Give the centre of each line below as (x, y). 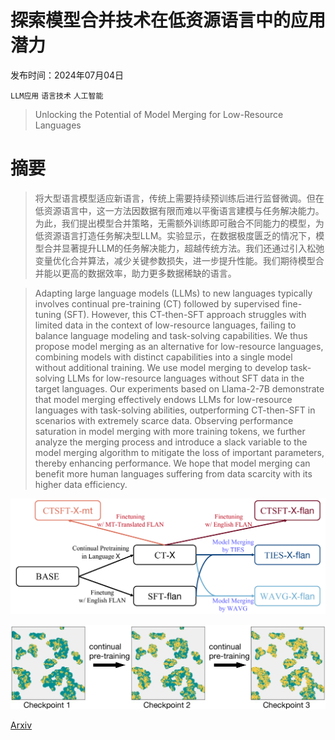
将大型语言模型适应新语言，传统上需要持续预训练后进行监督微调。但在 (179, 198)
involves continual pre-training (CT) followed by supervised (157, 303)
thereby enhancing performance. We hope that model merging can (172, 463)
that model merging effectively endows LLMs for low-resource (163, 399)
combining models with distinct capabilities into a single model (163, 357)
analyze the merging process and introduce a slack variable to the (171, 442)
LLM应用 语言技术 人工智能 (57, 96)
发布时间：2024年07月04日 (67, 75)
